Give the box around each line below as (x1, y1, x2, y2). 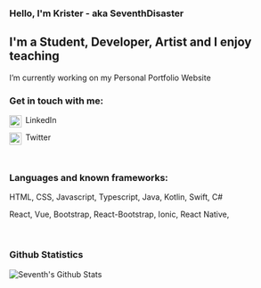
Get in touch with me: (9, 95, 104, 107)
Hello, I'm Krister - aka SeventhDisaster (9, 7, 184, 20)
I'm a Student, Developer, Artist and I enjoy (9, 35, 252, 50)
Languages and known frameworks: (9, 171, 169, 184)
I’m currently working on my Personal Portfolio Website (9, 72, 211, 83)
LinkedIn (25, 115, 57, 126)
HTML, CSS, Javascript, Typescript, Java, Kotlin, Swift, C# (9, 192, 224, 202)
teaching (9, 48, 60, 64)
